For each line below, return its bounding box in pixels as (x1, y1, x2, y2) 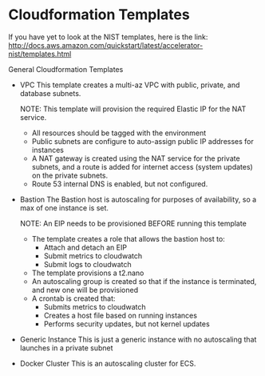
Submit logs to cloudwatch (43, 259, 132, 269)
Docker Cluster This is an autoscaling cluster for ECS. (19, 358, 196, 368)
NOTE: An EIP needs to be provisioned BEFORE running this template (19, 218, 247, 228)
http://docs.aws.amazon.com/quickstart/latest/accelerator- (8, 40, 204, 50)
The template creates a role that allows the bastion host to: (31, 234, 225, 243)
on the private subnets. (31, 170, 109, 180)
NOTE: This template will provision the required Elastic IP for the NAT (19, 104, 247, 114)
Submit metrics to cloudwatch (43, 250, 142, 261)
